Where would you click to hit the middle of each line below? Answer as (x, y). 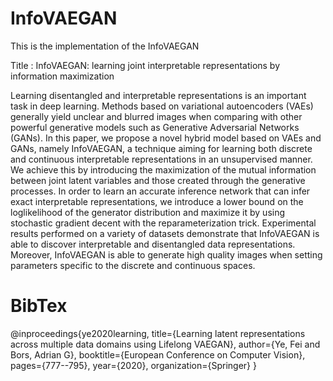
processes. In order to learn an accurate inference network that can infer (160, 191)
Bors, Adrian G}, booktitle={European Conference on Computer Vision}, (158, 354)
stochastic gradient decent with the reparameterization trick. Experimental (163, 223)
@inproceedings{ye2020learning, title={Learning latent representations (158, 333)
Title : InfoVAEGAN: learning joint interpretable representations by (145, 65)
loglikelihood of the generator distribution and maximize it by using (148, 212)
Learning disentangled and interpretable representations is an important (158, 95)
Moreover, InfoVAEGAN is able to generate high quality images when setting (166, 254)
